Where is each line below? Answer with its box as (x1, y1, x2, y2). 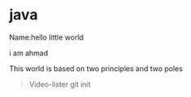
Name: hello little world (9, 32, 84, 42)
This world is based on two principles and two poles (9, 63, 183, 74)
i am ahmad (9, 48, 49, 57)
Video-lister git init (28, 79, 91, 89)
